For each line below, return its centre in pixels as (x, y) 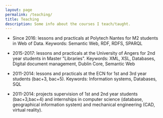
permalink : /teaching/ (29, 15)
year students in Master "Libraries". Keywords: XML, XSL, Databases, (84, 59)
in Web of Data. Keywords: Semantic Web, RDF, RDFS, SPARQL (77, 44)
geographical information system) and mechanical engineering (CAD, (83, 105)
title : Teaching (22, 19)
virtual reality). (27, 110)
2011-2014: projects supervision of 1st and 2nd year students (75, 94)
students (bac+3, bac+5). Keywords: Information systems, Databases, (84, 79)
